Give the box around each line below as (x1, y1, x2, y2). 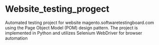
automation (5, 35, 28, 41)
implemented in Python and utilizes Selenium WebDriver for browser (5, 30, 142, 36)
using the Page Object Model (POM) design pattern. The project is (5, 24, 138, 30)
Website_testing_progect (5, 3, 110, 15)
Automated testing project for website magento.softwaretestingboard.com (5, 20, 155, 25)
